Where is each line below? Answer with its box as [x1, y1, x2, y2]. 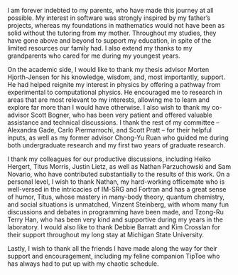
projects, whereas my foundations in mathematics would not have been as [7, 21, 225, 29]
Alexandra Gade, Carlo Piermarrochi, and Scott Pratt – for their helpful [7, 126, 212, 134]
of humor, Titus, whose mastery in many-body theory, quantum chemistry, [7, 192, 225, 201]
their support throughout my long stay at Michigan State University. [7, 231, 205, 239]
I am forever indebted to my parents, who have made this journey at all [7, 6, 214, 14]
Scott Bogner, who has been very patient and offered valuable [31, 110, 212, 119]
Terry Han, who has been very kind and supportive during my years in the [7, 215, 224, 224]
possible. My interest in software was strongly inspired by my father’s [7, 14, 211, 22]
